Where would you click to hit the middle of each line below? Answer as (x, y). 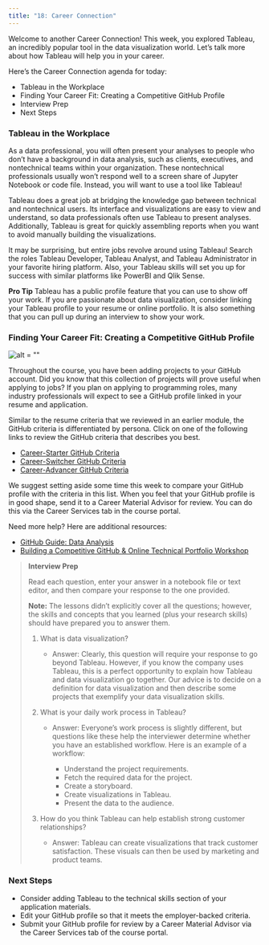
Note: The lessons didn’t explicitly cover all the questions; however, (140, 606)
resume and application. (48, 405)
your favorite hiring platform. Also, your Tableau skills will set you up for (127, 267)
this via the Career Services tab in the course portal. (95, 511)
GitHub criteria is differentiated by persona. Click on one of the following (128, 429)
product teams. (77, 860)
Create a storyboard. (98, 786)
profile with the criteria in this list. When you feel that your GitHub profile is (132, 494)
